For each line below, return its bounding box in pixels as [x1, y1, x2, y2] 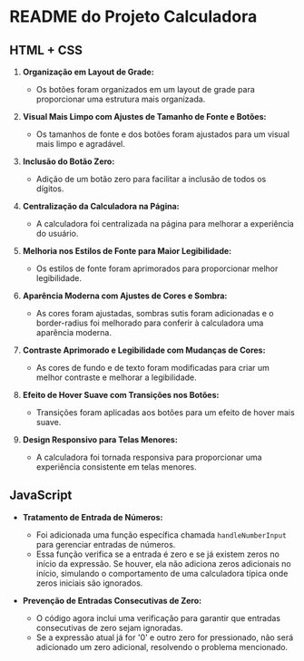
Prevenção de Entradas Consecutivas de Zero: [22, 595, 202, 606]
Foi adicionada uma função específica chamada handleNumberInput [35, 529, 288, 540]
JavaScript [9, 488, 73, 503]
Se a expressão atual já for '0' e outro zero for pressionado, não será [35, 632, 294, 643]
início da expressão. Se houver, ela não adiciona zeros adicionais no [35, 558, 292, 569]
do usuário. [35, 228, 79, 238]
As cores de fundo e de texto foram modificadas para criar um [35, 363, 270, 373]
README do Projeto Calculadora [9, 6, 258, 27]
